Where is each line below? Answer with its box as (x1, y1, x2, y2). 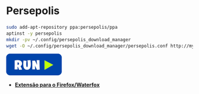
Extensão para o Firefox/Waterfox (14, 81, 100, 89)
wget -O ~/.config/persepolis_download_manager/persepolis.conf (6, 43, 168, 49)
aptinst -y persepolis (6, 31, 62, 36)
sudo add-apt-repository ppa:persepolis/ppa (6, 24, 118, 30)
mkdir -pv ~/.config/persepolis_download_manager (6, 36, 131, 42)
